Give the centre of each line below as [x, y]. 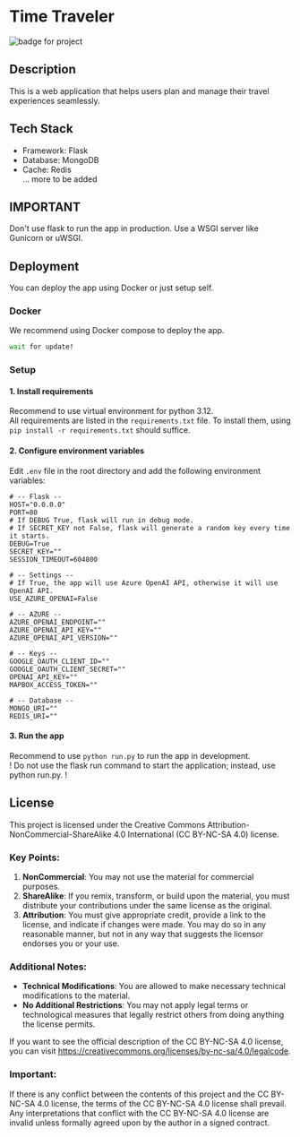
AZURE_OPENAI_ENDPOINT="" [57, 622]
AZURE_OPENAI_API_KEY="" [56, 630]
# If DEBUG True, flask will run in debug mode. [102, 520]
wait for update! [42, 347]
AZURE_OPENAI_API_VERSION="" [64, 638]
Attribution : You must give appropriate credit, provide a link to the [144, 915]
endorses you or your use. [71, 943]
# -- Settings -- [42, 575]
